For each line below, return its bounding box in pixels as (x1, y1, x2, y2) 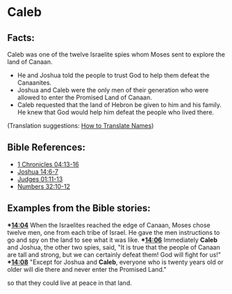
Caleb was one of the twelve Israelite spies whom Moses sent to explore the (7, 50, 226, 58)
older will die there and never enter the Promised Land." (7, 265, 167, 273)
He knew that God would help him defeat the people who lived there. (17, 108, 214, 116)
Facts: (7, 32, 35, 44)
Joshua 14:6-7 (17, 168, 59, 176)
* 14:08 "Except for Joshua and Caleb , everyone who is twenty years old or (7, 258, 224, 266)
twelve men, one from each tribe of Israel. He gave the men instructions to (7, 228, 220, 236)
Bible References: (7, 142, 85, 154)
